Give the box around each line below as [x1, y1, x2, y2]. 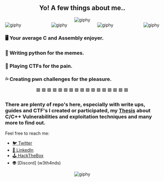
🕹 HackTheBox [12, 153, 44, 159]
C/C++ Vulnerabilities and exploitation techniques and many [5, 113, 152, 120]
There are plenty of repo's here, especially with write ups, [5, 101, 145, 108]
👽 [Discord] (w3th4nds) [12, 160, 61, 166]
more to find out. [5, 119, 46, 126]
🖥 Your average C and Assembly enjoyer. [5, 34, 104, 41]
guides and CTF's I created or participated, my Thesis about [5, 107, 151, 114]
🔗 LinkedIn [12, 147, 34, 153]
